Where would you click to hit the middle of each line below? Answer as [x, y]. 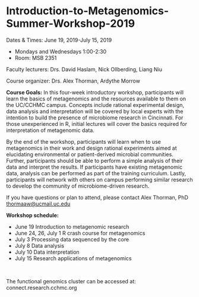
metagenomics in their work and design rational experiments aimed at [91, 148]
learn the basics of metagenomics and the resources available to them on [96, 99]
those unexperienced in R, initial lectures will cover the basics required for [97, 124]
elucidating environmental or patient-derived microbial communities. [90, 154]
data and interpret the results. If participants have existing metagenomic [94, 167]
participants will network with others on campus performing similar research [99, 179]
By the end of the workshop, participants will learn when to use [84, 141]
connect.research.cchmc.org [42, 287]
